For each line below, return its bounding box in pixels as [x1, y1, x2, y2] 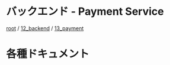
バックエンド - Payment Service [6, 5, 164, 18]
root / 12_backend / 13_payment [6, 24, 84, 32]
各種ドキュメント [6, 47, 90, 61]
